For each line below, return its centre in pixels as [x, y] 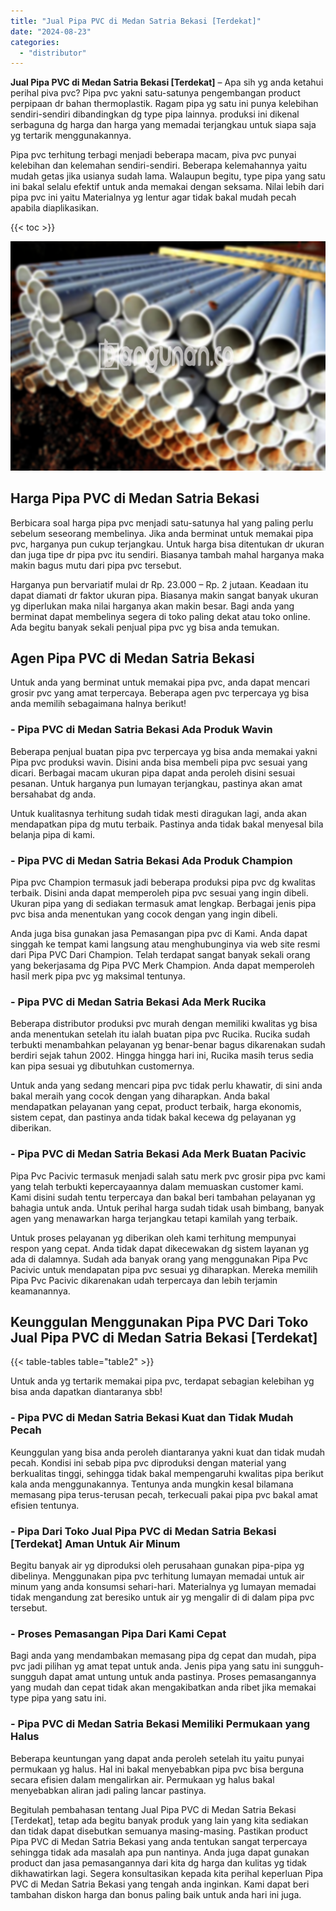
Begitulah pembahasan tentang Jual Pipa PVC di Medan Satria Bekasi [153, 1809]
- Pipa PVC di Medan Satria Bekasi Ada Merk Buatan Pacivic [158, 1154]
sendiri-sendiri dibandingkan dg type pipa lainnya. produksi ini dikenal [155, 114]
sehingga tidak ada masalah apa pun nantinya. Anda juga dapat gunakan [160, 1852]
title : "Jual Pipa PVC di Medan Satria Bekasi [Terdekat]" [136, 21]
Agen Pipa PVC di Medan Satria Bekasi [132, 658]
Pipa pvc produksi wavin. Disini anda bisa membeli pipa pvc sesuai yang [159, 762]
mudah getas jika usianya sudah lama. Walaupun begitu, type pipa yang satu [168, 176]
